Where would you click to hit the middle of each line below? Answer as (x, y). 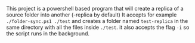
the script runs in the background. (48, 34)
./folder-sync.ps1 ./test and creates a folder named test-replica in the (97, 21)
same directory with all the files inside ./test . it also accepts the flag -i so (98, 27)
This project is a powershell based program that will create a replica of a (95, 9)
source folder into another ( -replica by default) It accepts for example (92, 15)
